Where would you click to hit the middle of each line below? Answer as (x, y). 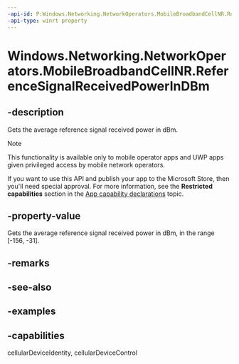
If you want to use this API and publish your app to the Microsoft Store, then (118, 178)
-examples (32, 312)
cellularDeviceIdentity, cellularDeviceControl (72, 353)
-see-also (30, 287)
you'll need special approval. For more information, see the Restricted (110, 186)
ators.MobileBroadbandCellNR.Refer (118, 71)
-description (36, 112)
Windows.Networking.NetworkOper (117, 56)
